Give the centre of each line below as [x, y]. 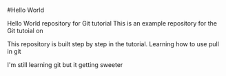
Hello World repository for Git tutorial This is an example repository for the [112, 23]
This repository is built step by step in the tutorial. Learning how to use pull [113, 44]
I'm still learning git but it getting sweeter [65, 65]
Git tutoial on [25, 31]
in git [14, 51]
